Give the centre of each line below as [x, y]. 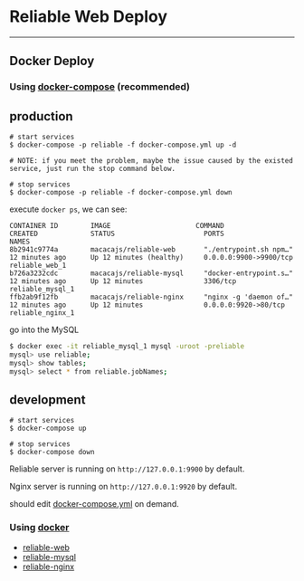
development [47, 400]
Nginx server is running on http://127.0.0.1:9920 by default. [123, 487]
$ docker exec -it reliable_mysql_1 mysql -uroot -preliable [127, 347]
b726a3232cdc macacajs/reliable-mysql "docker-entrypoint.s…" [152, 273]
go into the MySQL [44, 330]
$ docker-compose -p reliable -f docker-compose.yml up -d [123, 145]
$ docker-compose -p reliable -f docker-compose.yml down [121, 193]
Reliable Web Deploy [88, 17]
